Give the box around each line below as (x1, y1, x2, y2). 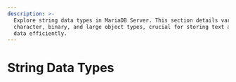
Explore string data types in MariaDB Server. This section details (13, 17, 218, 24)
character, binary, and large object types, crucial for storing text (13, 23, 225, 30)
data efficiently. (13, 29, 68, 37)
